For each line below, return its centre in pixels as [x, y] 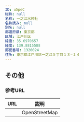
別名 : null [15, 28]
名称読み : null [19, 23]
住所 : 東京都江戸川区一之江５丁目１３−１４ [42, 54]
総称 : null [15, 14]
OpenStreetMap [40, 113]
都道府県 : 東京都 [20, 32]
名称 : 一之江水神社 [22, 18]
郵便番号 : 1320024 [22, 50]
